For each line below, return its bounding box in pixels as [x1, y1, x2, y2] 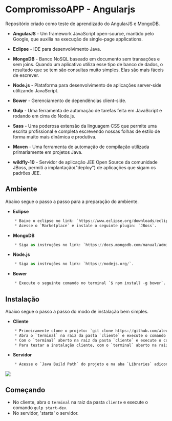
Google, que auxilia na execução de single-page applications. [12, 36, 143, 42]
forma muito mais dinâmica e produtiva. [12, 133, 97, 139]
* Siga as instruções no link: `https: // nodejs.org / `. [14, 262, 134, 267]
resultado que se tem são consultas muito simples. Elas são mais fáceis [12, 67, 164, 73]
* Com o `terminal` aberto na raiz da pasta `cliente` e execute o [14, 337, 161, 343]
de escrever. [12, 72, 39, 78]
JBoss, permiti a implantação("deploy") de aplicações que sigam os [12, 164, 156, 170]
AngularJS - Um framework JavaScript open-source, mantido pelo [12, 30, 154, 36]
